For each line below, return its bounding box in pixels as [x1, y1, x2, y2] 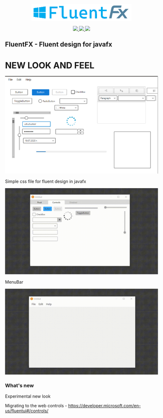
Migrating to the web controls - [5, 402, 67, 408]
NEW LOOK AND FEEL [5, 60, 95, 71]
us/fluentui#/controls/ [5, 408, 49, 414]
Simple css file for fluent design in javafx [5, 178, 86, 184]
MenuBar [5, 279, 23, 285]
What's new [5, 382, 34, 389]
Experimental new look [5, 393, 51, 399]
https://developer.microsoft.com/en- [67, 402, 141, 408]
